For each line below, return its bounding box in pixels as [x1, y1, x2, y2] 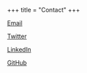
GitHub [7, 59, 27, 67]
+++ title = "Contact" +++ [7, 6, 80, 14]
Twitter [7, 32, 27, 40]
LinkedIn [7, 46, 32, 53]
